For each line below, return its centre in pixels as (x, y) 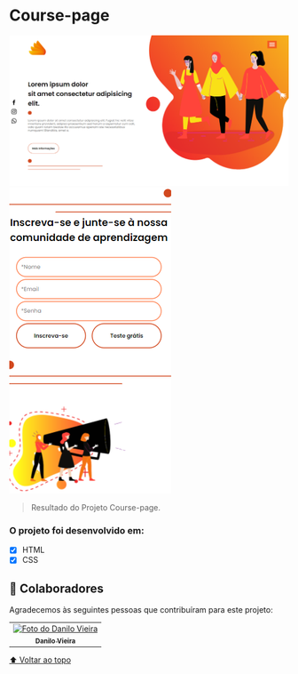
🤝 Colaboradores (57, 588)
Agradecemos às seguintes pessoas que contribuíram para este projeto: (141, 610)
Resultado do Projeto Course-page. (96, 508)
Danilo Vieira (55, 641)
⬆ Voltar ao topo (40, 660)
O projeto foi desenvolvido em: (77, 531)
